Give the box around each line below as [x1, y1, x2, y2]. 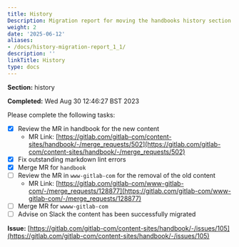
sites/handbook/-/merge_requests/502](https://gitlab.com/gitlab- [28, 140, 221, 148]
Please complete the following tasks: [7, 110, 116, 119]
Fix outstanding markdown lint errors [17, 154, 126, 164]
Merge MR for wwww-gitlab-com [17, 201, 108, 210]
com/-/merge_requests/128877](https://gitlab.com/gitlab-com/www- [28, 186, 232, 195]
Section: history [7, 83, 55, 91]
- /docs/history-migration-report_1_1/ [7, 43, 126, 51]
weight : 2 [7, 23, 37, 31]
